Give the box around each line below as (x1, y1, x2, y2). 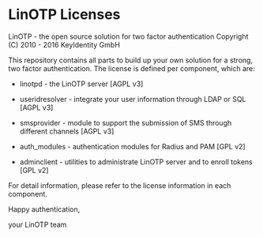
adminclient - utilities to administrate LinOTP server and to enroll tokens (19, 156, 253, 167)
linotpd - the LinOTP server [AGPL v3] (19, 79, 144, 88)
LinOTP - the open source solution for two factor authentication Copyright (8, 32, 249, 41)
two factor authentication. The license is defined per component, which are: (8, 63, 255, 73)
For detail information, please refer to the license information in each (8, 180, 231, 190)
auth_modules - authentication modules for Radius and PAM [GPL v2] (19, 141, 246, 151)
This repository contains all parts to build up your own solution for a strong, (8, 55, 254, 65)
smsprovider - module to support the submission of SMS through (19, 118, 232, 127)
